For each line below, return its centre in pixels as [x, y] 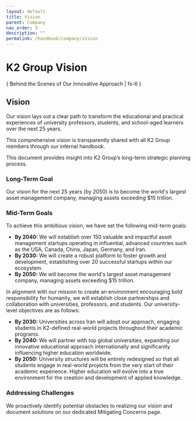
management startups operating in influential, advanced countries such [101, 243]
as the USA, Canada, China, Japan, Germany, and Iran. [80, 250]
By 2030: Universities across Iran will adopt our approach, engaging [97, 322]
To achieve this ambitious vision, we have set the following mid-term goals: [97, 226]
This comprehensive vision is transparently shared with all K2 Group [88, 140]
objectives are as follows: [49, 310]
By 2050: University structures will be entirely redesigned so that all [97, 359]
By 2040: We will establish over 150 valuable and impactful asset [93, 237]
